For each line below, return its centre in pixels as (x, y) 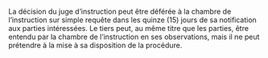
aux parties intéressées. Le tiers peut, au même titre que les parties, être (129, 28)
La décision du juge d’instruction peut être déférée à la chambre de (120, 12)
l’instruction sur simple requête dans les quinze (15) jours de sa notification (133, 20)
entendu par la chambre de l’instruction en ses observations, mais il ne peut (134, 37)
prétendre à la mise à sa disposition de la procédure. (95, 45)
